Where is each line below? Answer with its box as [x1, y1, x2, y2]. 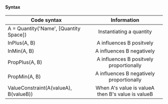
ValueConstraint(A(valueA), [7, 84, 72, 91]
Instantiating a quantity [98, 28, 152, 35]
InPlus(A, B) [7, 39, 36, 46]
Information [110, 16, 139, 23]
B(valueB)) [7, 90, 33, 97]
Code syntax [30, 16, 62, 23]
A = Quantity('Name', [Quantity [7, 25, 81, 32]
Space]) [7, 31, 27, 38]
